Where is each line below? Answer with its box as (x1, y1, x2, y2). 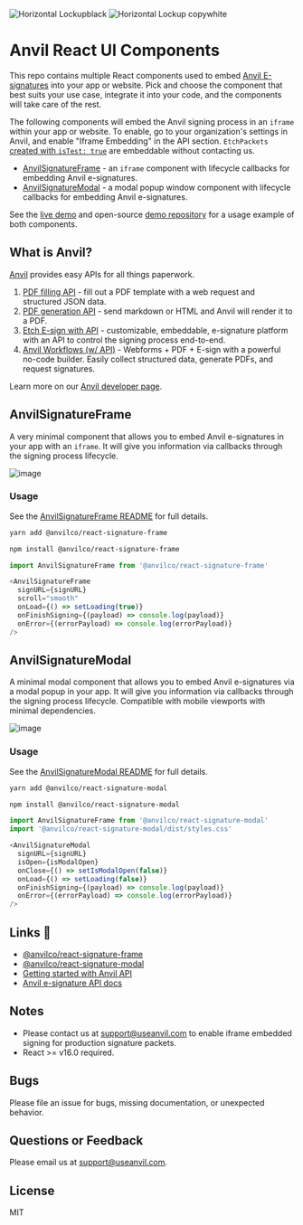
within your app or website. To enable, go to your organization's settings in (9, 126, 288, 137)
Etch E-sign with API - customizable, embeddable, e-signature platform (22, 325, 289, 335)
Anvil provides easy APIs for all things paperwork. (9, 269, 195, 279)
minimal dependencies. (9, 705, 97, 716)
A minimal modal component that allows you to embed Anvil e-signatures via (9, 676, 296, 687)
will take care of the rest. (9, 99, 102, 109)
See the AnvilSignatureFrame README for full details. (9, 511, 209, 522)
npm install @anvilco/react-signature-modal (9, 800, 180, 809)
